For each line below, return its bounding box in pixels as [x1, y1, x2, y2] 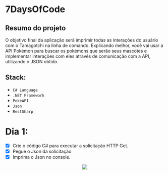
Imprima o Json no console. [12, 154, 71, 160]
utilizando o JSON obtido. [5, 59, 59, 64]
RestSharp [12, 109, 34, 114]
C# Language [12, 88, 38, 93]
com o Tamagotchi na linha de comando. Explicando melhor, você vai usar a [5, 42, 163, 49]
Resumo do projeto [5, 24, 66, 32]
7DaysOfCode [5, 4, 66, 15]
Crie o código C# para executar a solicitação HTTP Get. [12, 143, 129, 149]
